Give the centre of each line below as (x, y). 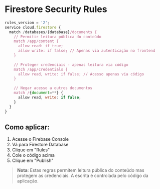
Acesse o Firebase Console (40, 139)
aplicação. (28, 181)
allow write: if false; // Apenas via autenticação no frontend (87, 51)
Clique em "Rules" (31, 150)
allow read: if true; (41, 46)
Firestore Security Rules (56, 9)
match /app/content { (36, 41)
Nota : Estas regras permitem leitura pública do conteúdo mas (81, 170)
